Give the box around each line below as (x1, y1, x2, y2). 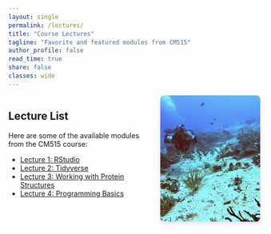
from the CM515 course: (8, 139, 88, 149)
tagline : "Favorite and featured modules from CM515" (8, 38, 192, 46)
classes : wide (8, 72, 56, 80)
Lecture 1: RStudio (19, 154, 80, 164)
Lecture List (8, 109, 70, 123)
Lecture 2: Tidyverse (19, 163, 89, 173)
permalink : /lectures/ (8, 21, 84, 30)
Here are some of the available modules (8, 130, 140, 140)
